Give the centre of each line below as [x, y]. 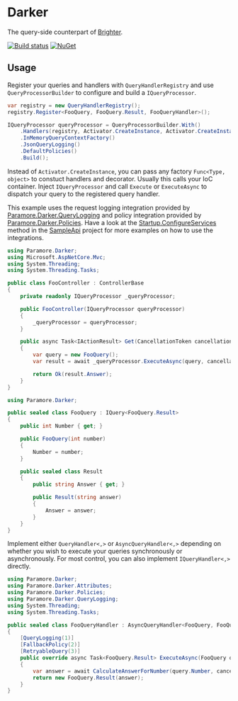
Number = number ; [58, 452]
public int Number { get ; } [61, 426]
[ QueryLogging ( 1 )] [47, 638]
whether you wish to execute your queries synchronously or [95, 551]
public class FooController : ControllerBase [75, 283]
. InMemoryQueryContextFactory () [68, 138]
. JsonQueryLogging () [50, 145]
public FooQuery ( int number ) [63, 439]
